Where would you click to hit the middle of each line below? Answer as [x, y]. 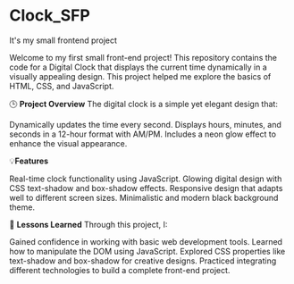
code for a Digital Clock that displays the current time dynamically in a [139, 67]
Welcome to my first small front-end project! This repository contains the [143, 57]
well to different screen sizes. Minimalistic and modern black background [144, 197]
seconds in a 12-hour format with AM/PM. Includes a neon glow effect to [143, 134]
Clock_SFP [50, 16]
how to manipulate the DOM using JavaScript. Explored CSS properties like [147, 251]
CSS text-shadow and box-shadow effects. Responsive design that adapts [146, 188]
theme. [22, 207]
